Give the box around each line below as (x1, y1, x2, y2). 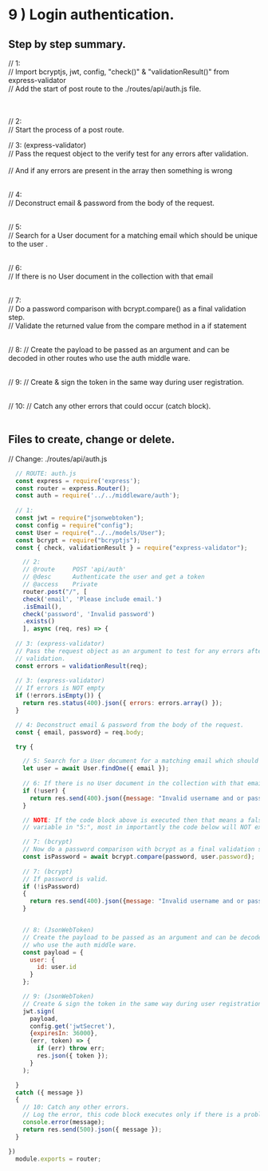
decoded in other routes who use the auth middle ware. (8, 354, 191, 362)
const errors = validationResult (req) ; (15, 662, 148, 670)
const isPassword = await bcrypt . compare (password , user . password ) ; (22, 853, 255, 861)
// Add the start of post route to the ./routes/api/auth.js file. (8, 84, 202, 93)
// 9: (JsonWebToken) (22, 992, 94, 1001)
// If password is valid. (22, 875, 109, 883)
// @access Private (22, 580, 98, 588)
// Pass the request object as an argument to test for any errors (15, 647, 245, 655)
